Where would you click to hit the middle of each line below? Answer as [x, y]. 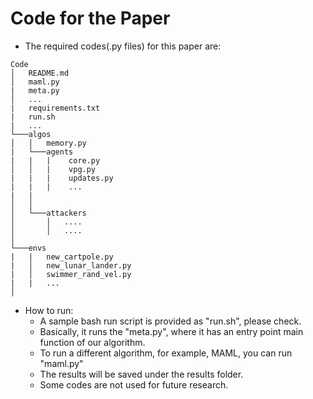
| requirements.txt [55, 108]
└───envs [28, 248]
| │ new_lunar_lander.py [71, 265]
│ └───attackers [48, 213]
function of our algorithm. [92, 342]
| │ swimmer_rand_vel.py [71, 274]
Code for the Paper [90, 18]
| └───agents [42, 152]
